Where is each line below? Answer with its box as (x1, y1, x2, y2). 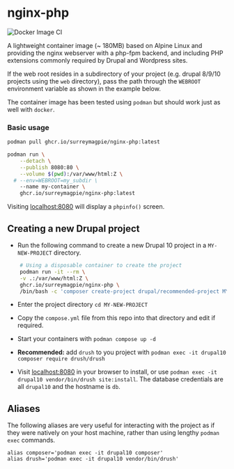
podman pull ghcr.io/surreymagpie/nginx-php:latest (7, 138, 160, 145)
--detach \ (19, 157, 52, 164)
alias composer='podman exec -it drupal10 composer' (7, 450, 164, 456)
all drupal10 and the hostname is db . (17, 383, 120, 391)
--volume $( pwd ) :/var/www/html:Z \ (19, 170, 123, 177)
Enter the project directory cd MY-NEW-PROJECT (17, 301, 148, 309)
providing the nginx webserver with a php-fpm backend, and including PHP (7, 49, 224, 57)
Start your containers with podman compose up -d (17, 335, 157, 343)
